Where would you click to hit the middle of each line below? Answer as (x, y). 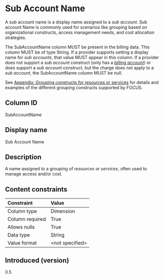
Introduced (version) (37, 260)
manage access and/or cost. (34, 174)
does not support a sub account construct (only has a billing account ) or (78, 62)
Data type (19, 235)
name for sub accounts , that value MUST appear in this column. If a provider (82, 57)
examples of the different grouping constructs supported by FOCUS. (74, 87)
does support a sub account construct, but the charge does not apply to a (80, 68)
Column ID (21, 103)
